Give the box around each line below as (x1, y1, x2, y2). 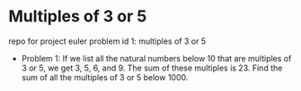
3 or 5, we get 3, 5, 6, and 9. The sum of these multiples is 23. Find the (21, 62, 283, 73)
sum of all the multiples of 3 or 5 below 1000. (21, 71, 189, 82)
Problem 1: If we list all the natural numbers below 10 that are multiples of (21, 53, 292, 63)
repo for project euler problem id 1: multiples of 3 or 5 (8, 36, 207, 46)
